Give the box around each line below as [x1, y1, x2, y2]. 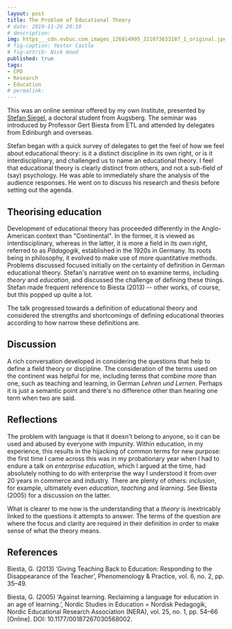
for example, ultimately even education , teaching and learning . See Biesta [7, 484, 217, 492]
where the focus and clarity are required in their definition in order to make [7, 519, 220, 527]
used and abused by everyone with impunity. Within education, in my [7, 439, 204, 448]
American [7, 231, 35, 239]
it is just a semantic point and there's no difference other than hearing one [7, 386, 218, 394]
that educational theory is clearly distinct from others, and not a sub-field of [7, 164, 223, 172]
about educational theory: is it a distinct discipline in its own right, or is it [7, 149, 213, 158]
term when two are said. [7, 394, 76, 402]
